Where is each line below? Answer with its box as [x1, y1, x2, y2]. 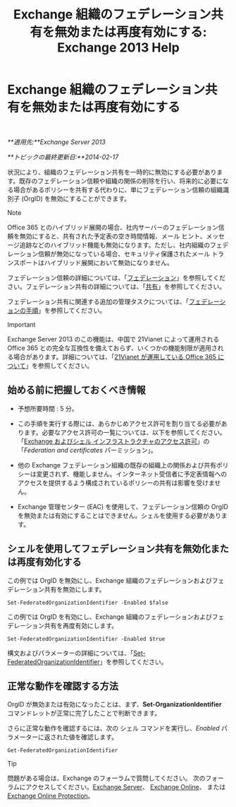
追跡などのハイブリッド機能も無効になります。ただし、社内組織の [19, 240, 211, 249]
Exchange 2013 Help [57, 40, 180, 56]
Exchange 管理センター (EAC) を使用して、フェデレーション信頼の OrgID [17, 502, 229, 511]
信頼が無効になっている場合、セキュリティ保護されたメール [37, 249, 211, 258]
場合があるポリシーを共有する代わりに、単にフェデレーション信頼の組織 [13, 185, 223, 194]
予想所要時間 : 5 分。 [17, 404, 78, 412]
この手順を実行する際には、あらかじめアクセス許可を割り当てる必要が [17, 419, 222, 428]
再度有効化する [16, 556, 82, 568]
